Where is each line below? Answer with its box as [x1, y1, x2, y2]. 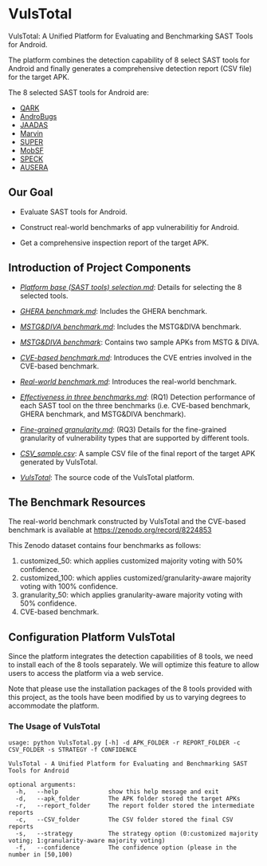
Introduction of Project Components [8, 261, 191, 275]
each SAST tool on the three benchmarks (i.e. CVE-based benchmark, [19, 400, 251, 410]
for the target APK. [8, 72, 70, 81]
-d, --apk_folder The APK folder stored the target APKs [15, 795, 241, 803]
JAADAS [19, 120, 49, 129]
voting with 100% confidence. [19, 582, 118, 591]
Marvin [19, 129, 44, 138]
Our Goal [8, 185, 53, 200]
